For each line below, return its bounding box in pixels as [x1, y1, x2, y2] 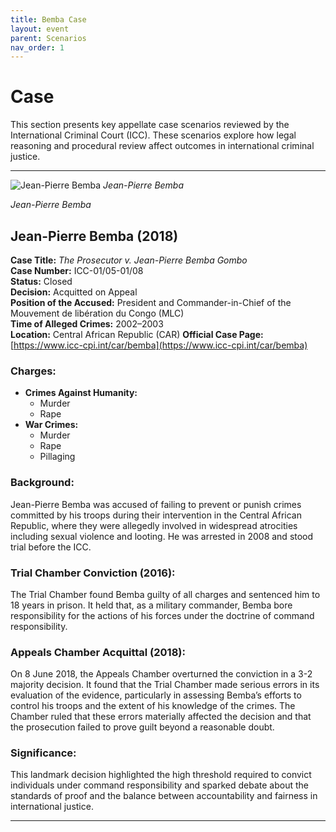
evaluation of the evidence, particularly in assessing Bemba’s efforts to [10, 689, 302, 701]
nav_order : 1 [10, 42, 65, 53]
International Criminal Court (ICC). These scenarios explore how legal [10, 129, 297, 141]
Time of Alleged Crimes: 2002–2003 [10, 318, 164, 330]
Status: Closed [10, 276, 73, 287]
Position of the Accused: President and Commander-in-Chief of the [10, 297, 292, 308]
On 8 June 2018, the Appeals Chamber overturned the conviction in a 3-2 [10, 668, 313, 680]
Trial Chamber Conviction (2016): [10, 566, 176, 580]
